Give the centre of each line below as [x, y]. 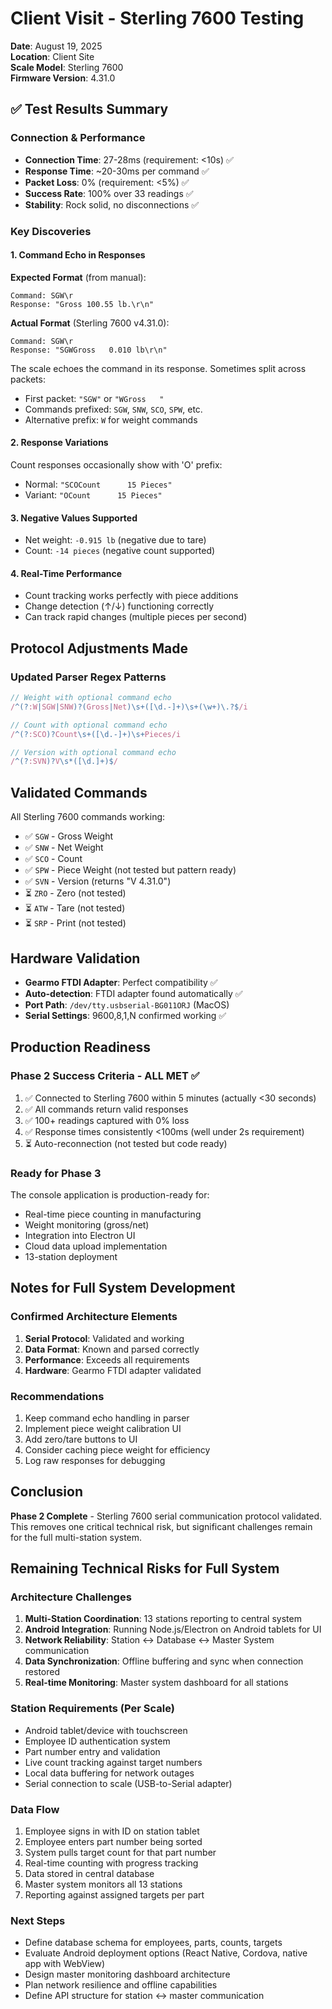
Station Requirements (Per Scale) [92, 1709]
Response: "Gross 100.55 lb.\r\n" [82, 304]
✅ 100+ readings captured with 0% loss [107, 1120]
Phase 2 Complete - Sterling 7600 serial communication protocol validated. [166, 1516]
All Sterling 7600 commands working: [88, 817]
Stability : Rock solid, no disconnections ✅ [112, 204]
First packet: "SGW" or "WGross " [94, 398]
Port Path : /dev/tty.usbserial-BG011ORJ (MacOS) [127, 1004]
